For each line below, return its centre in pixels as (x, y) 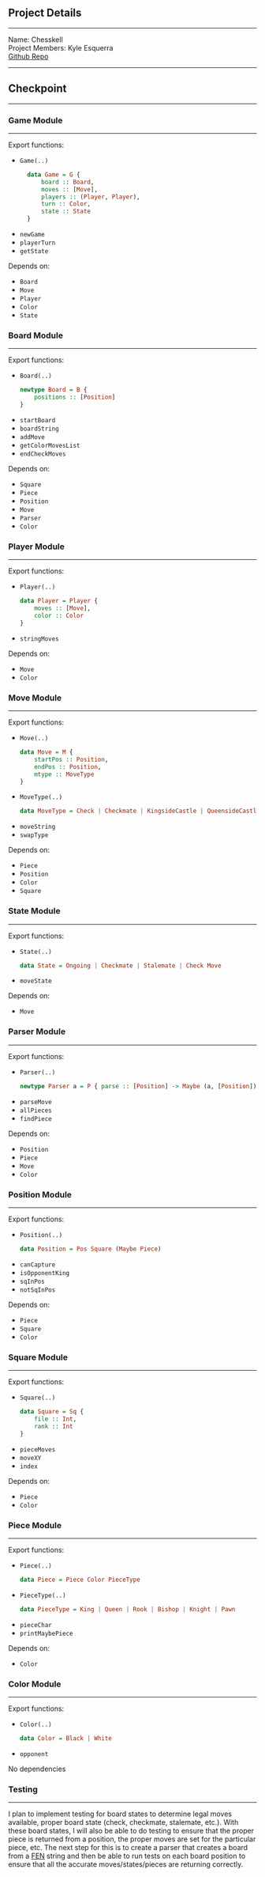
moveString (37, 827)
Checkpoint (37, 89)
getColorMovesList (50, 445)
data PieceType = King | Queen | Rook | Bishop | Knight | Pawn (127, 1609)
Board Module (35, 335)
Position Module (40, 1194)
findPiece (36, 1118)
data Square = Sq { (52, 1412)
